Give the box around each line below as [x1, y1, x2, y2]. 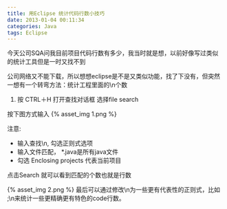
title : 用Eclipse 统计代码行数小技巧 [7, 10, 105, 17]
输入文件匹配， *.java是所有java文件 [17, 148, 119, 156]
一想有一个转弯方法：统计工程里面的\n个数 [7, 80, 128, 89]
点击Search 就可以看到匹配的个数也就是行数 [7, 171, 132, 179]
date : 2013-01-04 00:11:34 [7, 16, 85, 23]
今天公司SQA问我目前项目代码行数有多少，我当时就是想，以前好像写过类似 [7, 49, 219, 57]
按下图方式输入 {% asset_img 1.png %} [7, 110, 117, 118]
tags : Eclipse [7, 29, 48, 36]
